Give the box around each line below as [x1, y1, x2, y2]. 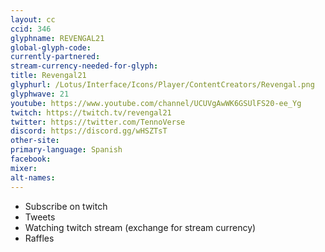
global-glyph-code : [10, 42, 92, 53]
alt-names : [10, 172, 56, 183]
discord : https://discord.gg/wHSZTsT [10, 126, 168, 136]
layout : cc [10, 14, 56, 25]
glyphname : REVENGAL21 [10, 33, 105, 43]
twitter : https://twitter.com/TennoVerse [10, 117, 186, 127]
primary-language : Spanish [10, 145, 123, 155]
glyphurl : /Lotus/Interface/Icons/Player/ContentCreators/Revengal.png [10, 80, 315, 90]
